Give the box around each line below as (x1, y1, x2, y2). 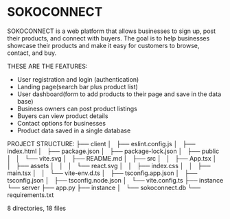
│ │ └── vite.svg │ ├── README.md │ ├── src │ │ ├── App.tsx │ (7, 154, 217, 162)
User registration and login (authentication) (16, 75, 139, 83)
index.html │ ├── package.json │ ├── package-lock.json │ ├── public (7, 147, 220, 155)
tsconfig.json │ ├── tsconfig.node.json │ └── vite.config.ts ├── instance (7, 176, 224, 184)
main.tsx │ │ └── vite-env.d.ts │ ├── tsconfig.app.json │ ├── (7, 169, 198, 177)
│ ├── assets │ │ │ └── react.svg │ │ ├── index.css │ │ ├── (7, 161, 211, 170)
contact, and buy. (7, 49, 57, 57)
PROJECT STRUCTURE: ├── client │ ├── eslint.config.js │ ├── (7, 139, 196, 148)
